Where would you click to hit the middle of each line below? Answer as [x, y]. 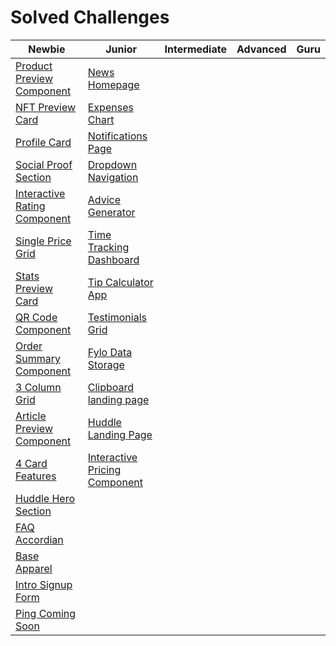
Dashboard [113, 259]
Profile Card [43, 142]
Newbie [47, 49]
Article [31, 416]
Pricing [104, 469]
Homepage [113, 84]
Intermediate [195, 49]
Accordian [39, 539]
